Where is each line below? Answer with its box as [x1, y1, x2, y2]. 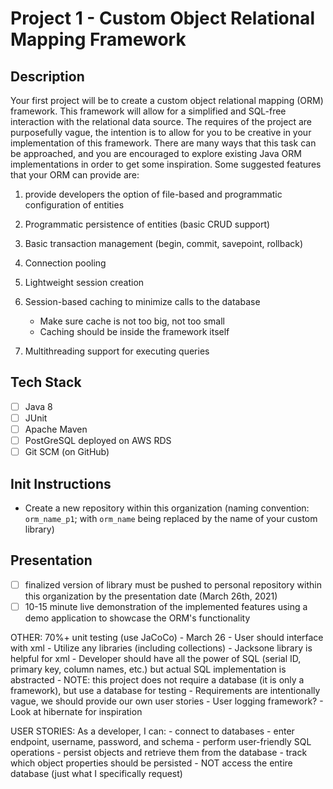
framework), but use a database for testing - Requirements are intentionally [10, 684, 321, 696]
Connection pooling [24, 257, 107, 269]
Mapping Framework [10, 28, 187, 51]
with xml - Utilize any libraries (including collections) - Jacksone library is [10, 642, 313, 654]
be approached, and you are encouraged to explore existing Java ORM [10, 148, 302, 159]
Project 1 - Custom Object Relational [10, 7, 315, 30]
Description [10, 68, 85, 85]
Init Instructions [10, 475, 112, 492]
